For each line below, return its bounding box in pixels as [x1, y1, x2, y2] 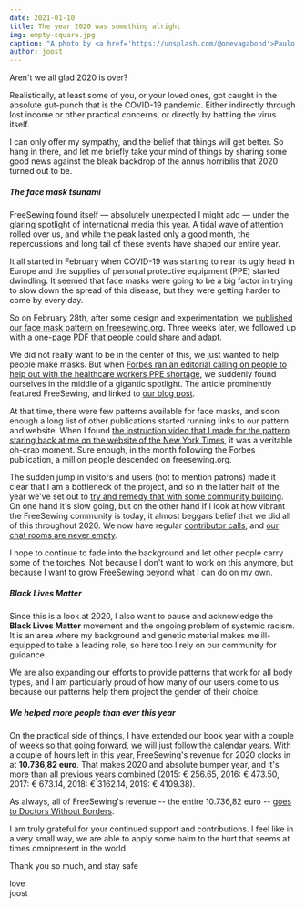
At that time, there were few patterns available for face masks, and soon [9, 406, 280, 417]
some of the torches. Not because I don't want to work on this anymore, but [9, 557, 294, 568]
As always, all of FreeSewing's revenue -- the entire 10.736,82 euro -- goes [9, 796, 292, 807]
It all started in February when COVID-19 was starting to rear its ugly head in [9, 256, 296, 267]
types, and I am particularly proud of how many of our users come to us [9, 677, 280, 688]
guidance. [9, 649, 47, 660]
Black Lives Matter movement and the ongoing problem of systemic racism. [9, 620, 296, 631]
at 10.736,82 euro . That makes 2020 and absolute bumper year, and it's [9, 759, 280, 770]
